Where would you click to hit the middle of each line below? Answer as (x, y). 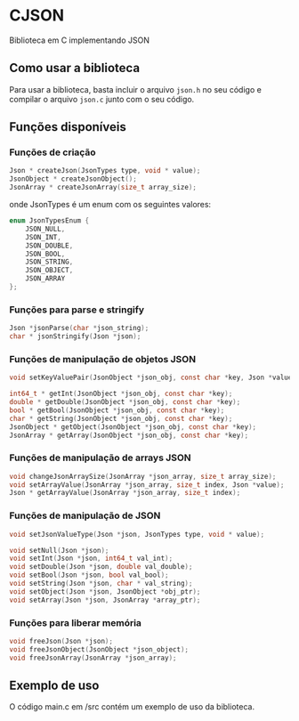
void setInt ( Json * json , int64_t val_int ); (91, 559)
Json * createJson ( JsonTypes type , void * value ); (105, 171)
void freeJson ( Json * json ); (61, 641)
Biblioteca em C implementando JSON (79, 40)
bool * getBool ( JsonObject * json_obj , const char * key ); (117, 410)
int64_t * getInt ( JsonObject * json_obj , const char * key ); (121, 394)
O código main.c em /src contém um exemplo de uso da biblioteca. (132, 707)
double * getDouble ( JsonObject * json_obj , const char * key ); (125, 402)
